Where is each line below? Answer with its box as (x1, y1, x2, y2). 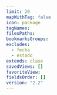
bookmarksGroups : (6, 36, 49, 42)
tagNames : (6, 25, 31, 31)
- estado (11, 53, 33, 58)
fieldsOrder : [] (6, 74, 46, 80)
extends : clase (6, 58, 43, 64)
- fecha (11, 47, 31, 53)
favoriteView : (6, 69, 41, 75)
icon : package (6, 19, 41, 25)
